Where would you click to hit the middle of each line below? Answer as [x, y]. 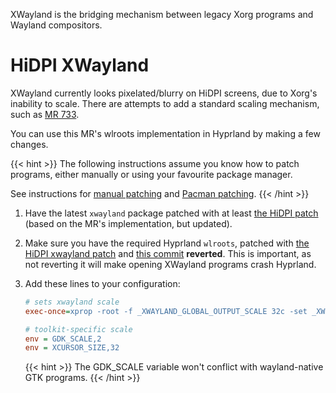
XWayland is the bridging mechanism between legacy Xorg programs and [162, 14]
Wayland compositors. [56, 25]
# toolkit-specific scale [78, 329]
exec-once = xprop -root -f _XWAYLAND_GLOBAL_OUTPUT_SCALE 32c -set [166, 311]
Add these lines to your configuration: [102, 283]
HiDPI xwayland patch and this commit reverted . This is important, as [168, 253]
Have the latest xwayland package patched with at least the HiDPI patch [171, 213]
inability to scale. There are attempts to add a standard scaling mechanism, [165, 103]
